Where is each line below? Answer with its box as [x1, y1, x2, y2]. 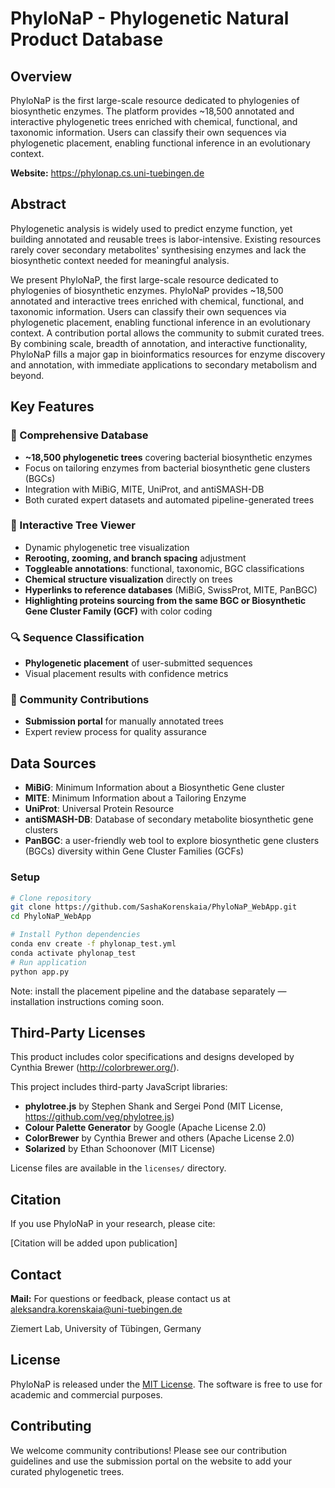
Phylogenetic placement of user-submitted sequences [24, 657, 253, 669]
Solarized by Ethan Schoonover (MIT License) [24, 1143, 216, 1155]
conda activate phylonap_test [10, 948, 137, 958]
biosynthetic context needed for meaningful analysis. [10, 254, 230, 266]
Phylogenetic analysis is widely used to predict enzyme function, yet [10, 222, 293, 234]
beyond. [10, 369, 45, 381]
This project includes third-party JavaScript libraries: [10, 1081, 228, 1093]
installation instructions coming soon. [10, 995, 165, 1007]
